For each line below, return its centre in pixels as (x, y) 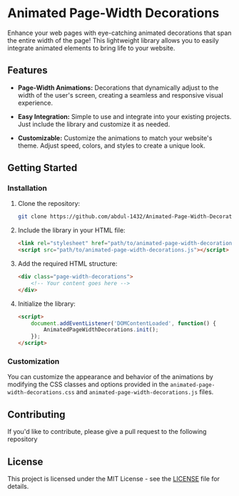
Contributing (36, 414)
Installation (27, 188)
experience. (35, 103)
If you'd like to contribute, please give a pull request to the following (107, 432)
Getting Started (42, 168)
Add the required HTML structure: (67, 264)
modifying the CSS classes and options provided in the (88, 384)
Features (27, 70)
